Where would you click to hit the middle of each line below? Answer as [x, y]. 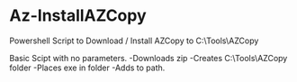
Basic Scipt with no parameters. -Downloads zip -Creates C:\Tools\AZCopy [148, 58]
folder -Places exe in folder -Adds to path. [87, 68]
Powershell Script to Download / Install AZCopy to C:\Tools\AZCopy [134, 41]
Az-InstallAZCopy [78, 16]
